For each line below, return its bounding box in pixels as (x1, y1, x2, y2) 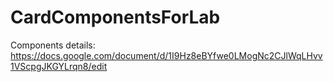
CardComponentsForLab (10, 6, 221, 29)
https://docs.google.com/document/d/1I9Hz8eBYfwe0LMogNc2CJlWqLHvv (10, 49, 323, 61)
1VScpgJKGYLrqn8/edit (10, 60, 108, 72)
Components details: (10, 39, 96, 51)
